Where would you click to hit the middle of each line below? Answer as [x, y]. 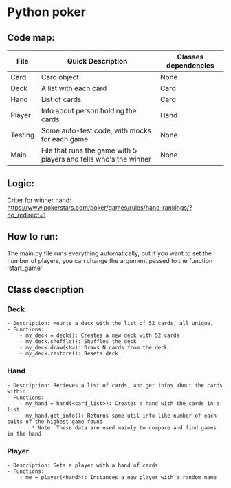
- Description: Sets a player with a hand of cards [82, 465]
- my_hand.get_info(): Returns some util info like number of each [118, 416]
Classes [190, 57]
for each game [65, 139]
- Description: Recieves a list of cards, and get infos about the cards [115, 385]
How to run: [33, 236]
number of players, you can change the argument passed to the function [110, 260]
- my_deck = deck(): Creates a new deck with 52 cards [100, 335]
